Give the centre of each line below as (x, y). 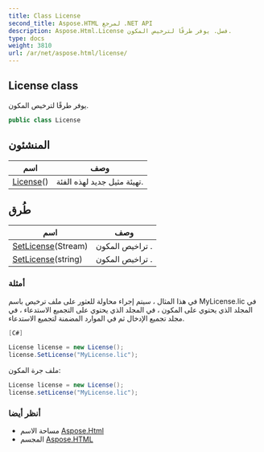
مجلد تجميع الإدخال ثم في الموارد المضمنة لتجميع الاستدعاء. (97, 318)
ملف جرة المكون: (35, 371)
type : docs (27, 38)
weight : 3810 (30, 46)
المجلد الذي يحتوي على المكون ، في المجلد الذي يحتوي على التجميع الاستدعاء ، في (131, 309)
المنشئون (29, 145)
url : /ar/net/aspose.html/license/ (68, 53)
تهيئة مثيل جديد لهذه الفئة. (100, 181)
